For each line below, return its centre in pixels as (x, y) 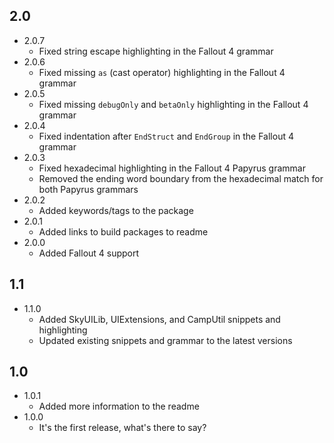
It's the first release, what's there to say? (122, 428)
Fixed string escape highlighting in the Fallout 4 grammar (156, 51)
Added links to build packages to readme (123, 231)
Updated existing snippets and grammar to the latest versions (165, 340)
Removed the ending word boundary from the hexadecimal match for (181, 178)
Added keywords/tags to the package (116, 210)
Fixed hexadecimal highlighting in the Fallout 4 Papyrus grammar (172, 168)
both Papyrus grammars (88, 189)
